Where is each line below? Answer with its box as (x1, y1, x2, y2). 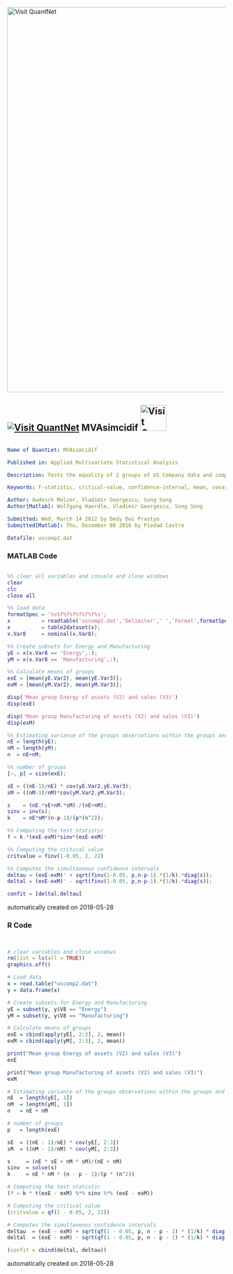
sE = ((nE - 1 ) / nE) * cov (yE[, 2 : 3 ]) (7, 1139, 119, 1146)
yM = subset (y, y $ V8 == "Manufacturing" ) (7, 1012, 129, 1019)
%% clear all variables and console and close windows (7, 573, 169, 580)
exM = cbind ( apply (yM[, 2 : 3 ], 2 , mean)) (7, 1038, 126, 1045)
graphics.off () (7, 962, 51, 969)
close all (7, 592, 36, 599)
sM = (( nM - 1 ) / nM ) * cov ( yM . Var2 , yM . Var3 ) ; (7, 789, 126, 796)
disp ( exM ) (7, 719, 36, 726)
